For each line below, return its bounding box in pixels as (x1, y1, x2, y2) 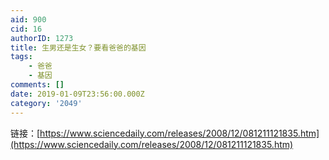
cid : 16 (10, 24, 43, 34)
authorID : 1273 (10, 33, 74, 43)
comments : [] (10, 80, 65, 90)
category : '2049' (10, 98, 83, 108)
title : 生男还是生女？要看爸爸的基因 (10, 42, 147, 53)
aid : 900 (10, 14, 47, 25)
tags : (10, 52, 33, 62)
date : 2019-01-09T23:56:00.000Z (10, 89, 145, 99)
